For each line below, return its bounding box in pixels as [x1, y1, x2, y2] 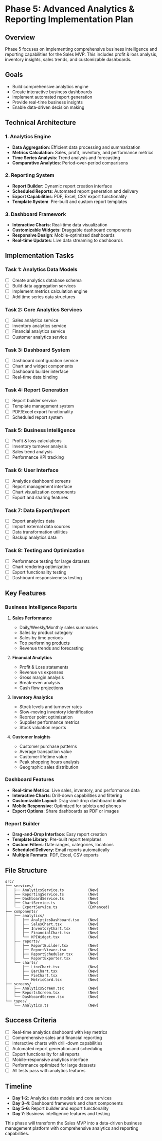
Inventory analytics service [12, 323, 67, 329]
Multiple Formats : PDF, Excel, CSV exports [12, 852, 99, 858]
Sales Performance [12, 615, 52, 621]
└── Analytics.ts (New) [14, 1003, 99, 1008]
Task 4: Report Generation [5, 387, 69, 393]
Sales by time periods [19, 634, 63, 640]
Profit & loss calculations [12, 438, 62, 444]
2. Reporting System [5, 172, 54, 179]
